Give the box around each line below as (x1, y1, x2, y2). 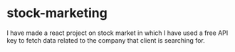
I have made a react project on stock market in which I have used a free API (6, 28, 229, 37)
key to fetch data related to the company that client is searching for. (6, 36, 206, 44)
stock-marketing (6, 5, 108, 21)
